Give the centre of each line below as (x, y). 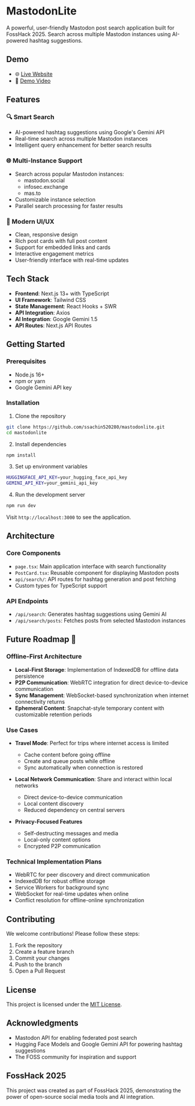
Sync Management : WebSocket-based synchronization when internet (102, 695)
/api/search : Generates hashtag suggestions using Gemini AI (91, 614)
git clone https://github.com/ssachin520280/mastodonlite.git (85, 427)
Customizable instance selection (55, 199)
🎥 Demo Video (33, 81)
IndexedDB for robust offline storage (60, 881)
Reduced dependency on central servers (74, 810)
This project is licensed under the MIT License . (64, 1004)
